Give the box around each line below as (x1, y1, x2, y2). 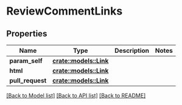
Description (114, 47, 150, 55)
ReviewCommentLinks (6, 4, 123, 18)
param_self (9, 56, 43, 65)
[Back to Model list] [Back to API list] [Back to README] (6, 92, 146, 99)
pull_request (9, 76, 47, 84)
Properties (6, 29, 47, 39)
